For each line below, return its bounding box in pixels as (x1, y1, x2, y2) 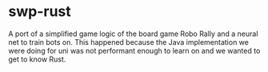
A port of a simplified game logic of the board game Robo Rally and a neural (8, 29, 258, 38)
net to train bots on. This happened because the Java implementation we (8, 37, 250, 46)
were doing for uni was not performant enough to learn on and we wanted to (8, 46, 261, 55)
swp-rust (8, 2, 72, 21)
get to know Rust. (8, 54, 66, 64)
